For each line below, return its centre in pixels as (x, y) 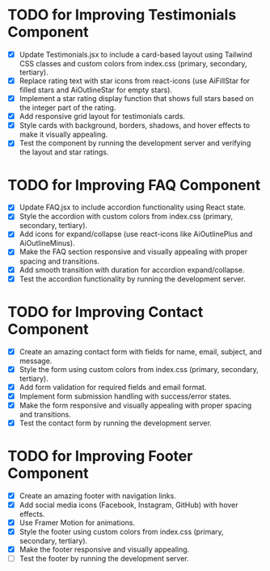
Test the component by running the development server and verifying (135, 143)
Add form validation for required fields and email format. (113, 387)
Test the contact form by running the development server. (115, 423)
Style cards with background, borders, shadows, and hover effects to (135, 125)
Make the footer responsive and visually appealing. (104, 550)
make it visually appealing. (63, 134)
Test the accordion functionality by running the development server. (132, 279)
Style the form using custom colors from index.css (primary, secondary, (139, 369)
